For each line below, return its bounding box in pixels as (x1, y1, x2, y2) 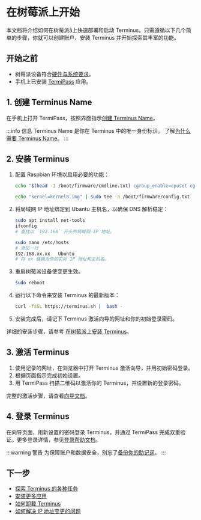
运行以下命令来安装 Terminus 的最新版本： (14, 292, 120, 299)
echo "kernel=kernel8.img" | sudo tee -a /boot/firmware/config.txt (14, 194, 190, 200)
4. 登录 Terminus (6, 411, 70, 421)
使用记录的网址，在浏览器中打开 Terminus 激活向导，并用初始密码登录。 (14, 364, 194, 372)
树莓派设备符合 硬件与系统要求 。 (14, 70, 94, 78)
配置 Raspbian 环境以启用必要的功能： (14, 171, 110, 178)
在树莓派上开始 (6, 5, 80, 19)
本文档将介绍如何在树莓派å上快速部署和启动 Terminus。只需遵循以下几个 (6, 26, 186, 34)
